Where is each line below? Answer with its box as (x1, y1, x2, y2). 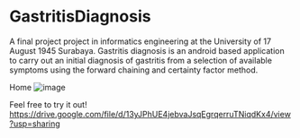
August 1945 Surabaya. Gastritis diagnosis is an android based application (9, 45, 286, 56)
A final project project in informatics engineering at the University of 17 (9, 36, 272, 47)
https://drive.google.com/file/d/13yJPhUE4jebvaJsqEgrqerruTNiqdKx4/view (9, 108, 291, 119)
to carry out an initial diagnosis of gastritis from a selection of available (9, 55, 273, 65)
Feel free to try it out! (9, 99, 87, 109)
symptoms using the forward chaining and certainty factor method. (9, 65, 259, 75)
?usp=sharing (9, 118, 60, 129)
